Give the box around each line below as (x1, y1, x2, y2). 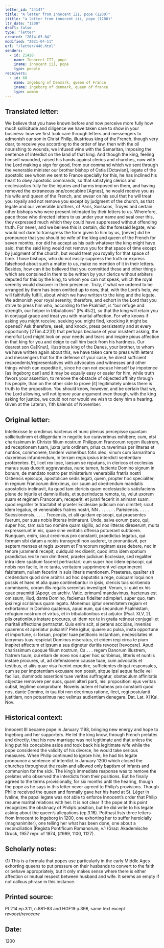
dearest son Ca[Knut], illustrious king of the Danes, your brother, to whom (5, 344, 154, 350)
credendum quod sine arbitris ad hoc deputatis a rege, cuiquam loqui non (5, 574, 153, 580)
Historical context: (5, 713, 63, 722)
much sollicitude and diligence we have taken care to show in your (5, 125, 140, 131)
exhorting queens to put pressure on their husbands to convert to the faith (5, 863, 155, 869)
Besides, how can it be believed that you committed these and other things (5, 266, 156, 272)
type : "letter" (5, 30, 36, 35)
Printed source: (5, 893, 53, 901)
